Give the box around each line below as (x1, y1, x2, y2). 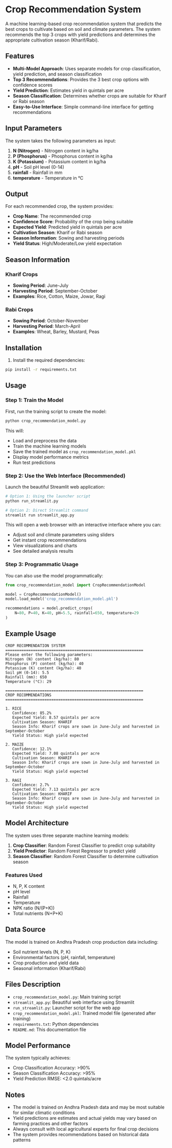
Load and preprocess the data (12, 437, 77, 443)
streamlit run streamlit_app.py (5, 512, 74, 518)
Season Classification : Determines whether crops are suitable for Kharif (12, 92, 167, 99)
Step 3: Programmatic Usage (5, 561, 79, 568)
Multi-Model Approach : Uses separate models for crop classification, (12, 65, 161, 71)
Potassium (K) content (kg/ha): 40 (5, 666, 82, 671)
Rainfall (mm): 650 (5, 674, 47, 679)
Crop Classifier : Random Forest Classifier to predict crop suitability (12, 842, 156, 848)
